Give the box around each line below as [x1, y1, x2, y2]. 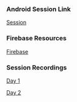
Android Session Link [6, 5, 71, 13]
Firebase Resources [6, 34, 67, 43]
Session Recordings [6, 63, 67, 71]
